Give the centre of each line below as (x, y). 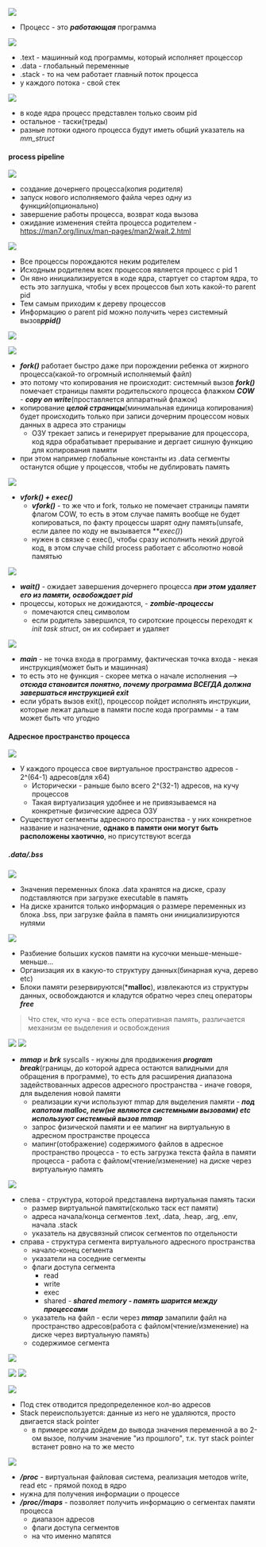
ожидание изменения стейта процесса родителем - (108, 223)
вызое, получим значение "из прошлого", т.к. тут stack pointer (148, 1438)
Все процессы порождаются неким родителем (100, 261)
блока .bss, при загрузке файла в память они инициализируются (130, 915)
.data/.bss (26, 855)
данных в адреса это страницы (73, 425)
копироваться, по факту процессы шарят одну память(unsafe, (137, 523)
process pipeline (37, 156)
